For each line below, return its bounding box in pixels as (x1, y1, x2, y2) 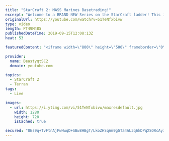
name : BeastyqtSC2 (10, 59, 49, 64)
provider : (5, 54, 26, 59)
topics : (5, 72, 22, 77)
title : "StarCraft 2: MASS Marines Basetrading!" (5, 7, 112, 13)
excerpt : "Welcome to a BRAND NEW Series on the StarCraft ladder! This (5, 12, 161, 17)
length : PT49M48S (5, 26, 42, 31)
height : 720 (14, 114, 39, 119)
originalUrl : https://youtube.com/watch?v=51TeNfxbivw (5, 17, 123, 22)
